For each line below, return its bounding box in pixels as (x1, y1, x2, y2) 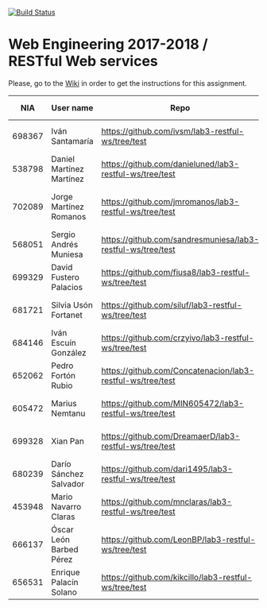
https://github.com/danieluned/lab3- (101, 158, 240, 169)
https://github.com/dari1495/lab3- (101, 463, 233, 474)
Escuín (51, 337, 77, 348)
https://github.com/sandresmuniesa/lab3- (101, 234, 260, 245)
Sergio (51, 229, 75, 240)
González (51, 347, 87, 358)
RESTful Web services (8, 52, 159, 71)
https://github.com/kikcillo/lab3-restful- (101, 571, 253, 583)
